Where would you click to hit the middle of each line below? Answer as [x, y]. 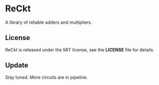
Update [17, 65]
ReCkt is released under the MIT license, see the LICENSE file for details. [80, 49]
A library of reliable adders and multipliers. [49, 22]
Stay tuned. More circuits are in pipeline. [46, 77]
